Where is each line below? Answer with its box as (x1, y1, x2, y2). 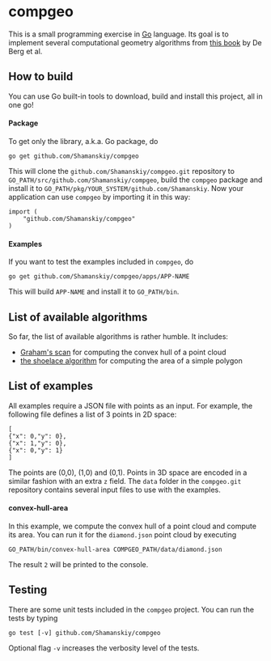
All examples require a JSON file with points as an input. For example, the (8, 400, 253, 410)
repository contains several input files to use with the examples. (8, 485, 221, 494)
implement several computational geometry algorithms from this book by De (8, 37, 263, 47)
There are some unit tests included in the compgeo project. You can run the (8, 604, 255, 614)
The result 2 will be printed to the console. (8, 559, 149, 569)
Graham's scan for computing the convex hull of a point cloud (19, 347, 227, 357)
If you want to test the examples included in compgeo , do (8, 257, 194, 267)
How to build (8, 70, 74, 83)
